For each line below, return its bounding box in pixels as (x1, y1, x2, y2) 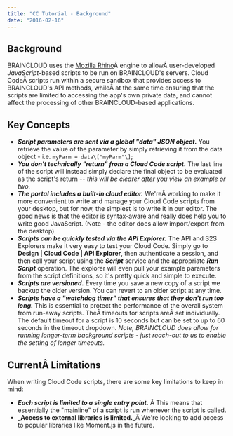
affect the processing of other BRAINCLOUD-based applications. (7, 99, 195, 107)
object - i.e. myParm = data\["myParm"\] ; (17, 152, 133, 161)
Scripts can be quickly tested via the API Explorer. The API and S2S (17, 234, 218, 243)
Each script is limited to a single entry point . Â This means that (17, 398, 203, 407)
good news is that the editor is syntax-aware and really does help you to (17, 212, 227, 221)
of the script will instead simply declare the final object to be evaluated (17, 168, 222, 176)
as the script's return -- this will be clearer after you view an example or (17, 175, 226, 183)
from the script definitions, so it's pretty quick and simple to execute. (17, 271, 217, 280)
